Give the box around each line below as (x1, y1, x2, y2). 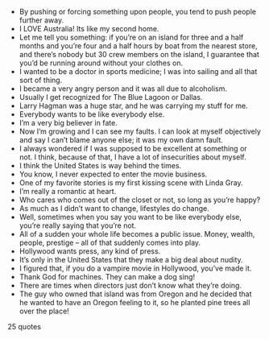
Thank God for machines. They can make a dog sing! (19, 272, 195, 281)
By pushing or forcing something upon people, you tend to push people (19, 7, 257, 16)
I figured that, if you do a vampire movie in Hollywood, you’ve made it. (19, 263, 252, 273)
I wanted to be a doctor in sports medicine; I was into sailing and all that (19, 67, 258, 76)
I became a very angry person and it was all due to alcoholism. (19, 84, 227, 93)
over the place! (19, 306, 69, 316)
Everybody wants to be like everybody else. (19, 110, 165, 119)
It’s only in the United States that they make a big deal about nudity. (19, 255, 243, 264)
